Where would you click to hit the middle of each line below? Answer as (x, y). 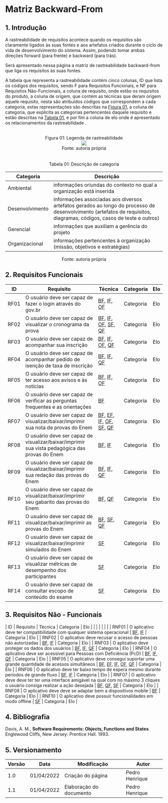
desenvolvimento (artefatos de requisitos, (102, 212)
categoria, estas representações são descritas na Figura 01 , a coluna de (79, 107)
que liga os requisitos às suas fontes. (43, 71)
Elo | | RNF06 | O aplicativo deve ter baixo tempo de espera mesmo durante (83, 669)
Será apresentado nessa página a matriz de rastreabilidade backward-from (83, 65)
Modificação (93, 764)
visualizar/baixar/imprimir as (58, 522)
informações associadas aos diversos (98, 199)
